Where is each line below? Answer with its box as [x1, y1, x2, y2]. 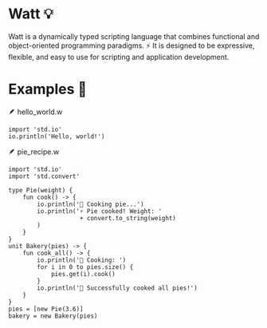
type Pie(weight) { [8, 186, 73, 194]
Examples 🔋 [8, 81, 88, 98]
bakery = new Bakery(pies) [8, 312, 98, 320]
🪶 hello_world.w [8, 107, 63, 117]
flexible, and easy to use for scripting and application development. [8, 52, 230, 61]
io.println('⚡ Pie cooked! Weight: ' [37, 207, 162, 215]
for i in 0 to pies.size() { [37, 263, 134, 271]
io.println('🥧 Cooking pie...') [37, 200, 145, 208]
